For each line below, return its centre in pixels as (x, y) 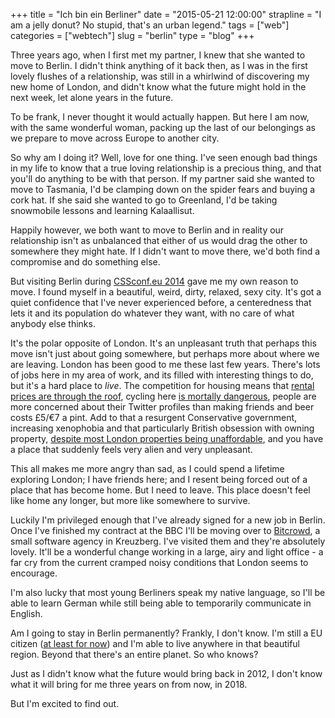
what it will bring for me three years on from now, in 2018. (129, 684)
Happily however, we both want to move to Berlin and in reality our (147, 230)
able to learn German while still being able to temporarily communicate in (161, 603)
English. (26, 613)
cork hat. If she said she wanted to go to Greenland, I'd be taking (144, 200)
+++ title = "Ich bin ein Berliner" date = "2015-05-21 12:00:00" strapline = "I (166, 14)
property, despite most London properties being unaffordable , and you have (167, 438)
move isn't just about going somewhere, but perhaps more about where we (165, 353)
